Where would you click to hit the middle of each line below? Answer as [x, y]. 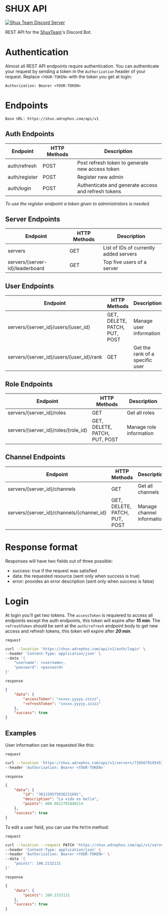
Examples [21, 733]
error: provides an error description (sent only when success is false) [83, 581]
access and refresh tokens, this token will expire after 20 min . [68, 631]
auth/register [23, 177]
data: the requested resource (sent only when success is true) [76, 576]
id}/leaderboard [26, 268]
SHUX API [26, 9]
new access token [98, 169]
